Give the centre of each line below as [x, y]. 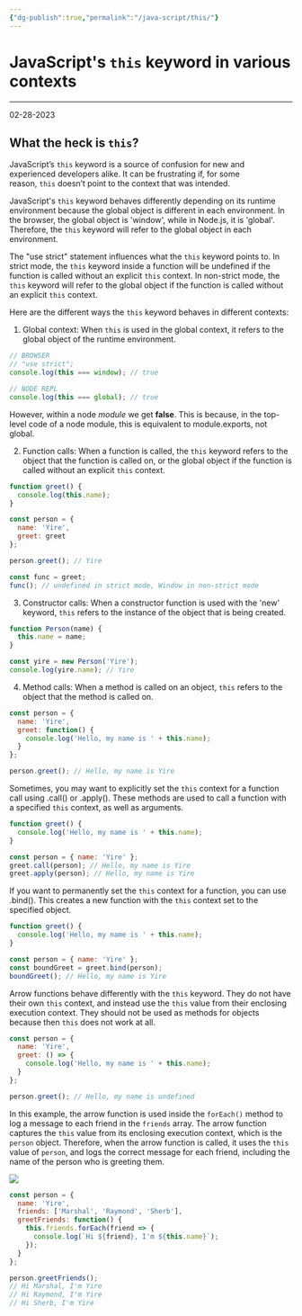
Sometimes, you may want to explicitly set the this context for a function [144, 788]
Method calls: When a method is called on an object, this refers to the [152, 687]
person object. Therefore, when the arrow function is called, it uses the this [149, 1142]
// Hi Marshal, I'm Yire [56, 1286]
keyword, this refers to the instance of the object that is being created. [154, 612]
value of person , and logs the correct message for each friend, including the [150, 1151]
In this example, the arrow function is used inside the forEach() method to [146, 1114]
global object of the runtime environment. [99, 339]
